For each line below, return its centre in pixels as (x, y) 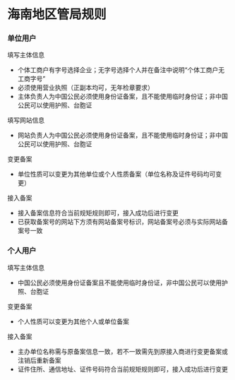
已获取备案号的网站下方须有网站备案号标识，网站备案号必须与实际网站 (120, 222)
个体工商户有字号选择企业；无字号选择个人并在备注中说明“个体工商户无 (121, 70)
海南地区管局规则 (57, 14)
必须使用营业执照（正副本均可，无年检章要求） (85, 88)
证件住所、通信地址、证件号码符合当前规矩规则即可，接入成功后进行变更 (122, 369)
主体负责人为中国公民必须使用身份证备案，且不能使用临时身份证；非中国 (122, 97)
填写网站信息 (26, 120)
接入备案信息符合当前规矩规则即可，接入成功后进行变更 (98, 213)
